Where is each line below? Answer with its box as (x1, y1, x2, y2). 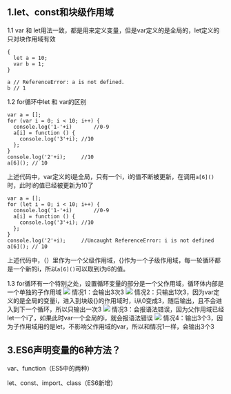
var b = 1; (13, 61, 45, 68)
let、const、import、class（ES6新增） (7, 378, 117, 387)
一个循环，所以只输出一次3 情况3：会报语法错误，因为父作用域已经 (25, 305, 225, 313)
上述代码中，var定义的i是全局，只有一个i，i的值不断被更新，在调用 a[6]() (7, 172, 215, 180)
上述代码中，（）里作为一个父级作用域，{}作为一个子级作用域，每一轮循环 (7, 256, 215, 264)
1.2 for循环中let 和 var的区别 (7, 97, 87, 105)
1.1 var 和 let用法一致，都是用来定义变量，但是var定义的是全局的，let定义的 (7, 26, 220, 34)
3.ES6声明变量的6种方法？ (7, 344, 121, 356)
